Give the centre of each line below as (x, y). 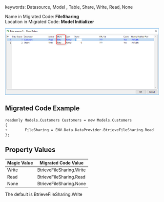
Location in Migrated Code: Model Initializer (50, 22)
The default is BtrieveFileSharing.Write (44, 194)
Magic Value (20, 163)
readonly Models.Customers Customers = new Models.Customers (69, 120)
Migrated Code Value (62, 163)
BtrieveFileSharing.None (62, 183)
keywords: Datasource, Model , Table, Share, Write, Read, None (69, 7)
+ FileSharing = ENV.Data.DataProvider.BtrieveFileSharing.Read (79, 130)
